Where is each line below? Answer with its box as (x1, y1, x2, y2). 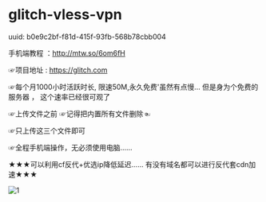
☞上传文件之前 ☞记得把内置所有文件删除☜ (8, 109, 150, 118)
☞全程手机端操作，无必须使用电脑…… (8, 142, 133, 152)
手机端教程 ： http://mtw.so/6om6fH (8, 48, 126, 57)
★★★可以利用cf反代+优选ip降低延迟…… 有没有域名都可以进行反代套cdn (8, 159, 249, 169)
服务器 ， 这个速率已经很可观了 (8, 91, 110, 101)
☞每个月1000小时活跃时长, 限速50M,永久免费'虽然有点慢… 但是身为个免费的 (8, 82, 259, 91)
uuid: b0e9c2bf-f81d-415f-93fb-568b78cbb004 (8, 32, 166, 41)
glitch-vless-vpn (8, 6, 122, 24)
